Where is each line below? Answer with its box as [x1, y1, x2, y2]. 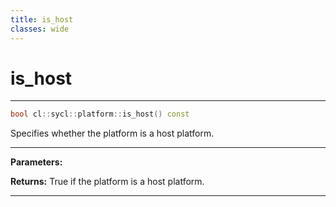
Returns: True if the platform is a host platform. [10, 176, 205, 188]
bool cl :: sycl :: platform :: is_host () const [10, 109, 190, 120]
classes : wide [10, 24, 70, 34]
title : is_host [10, 14, 74, 25]
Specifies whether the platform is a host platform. [10, 127, 215, 140]
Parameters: [10, 156, 63, 168]
